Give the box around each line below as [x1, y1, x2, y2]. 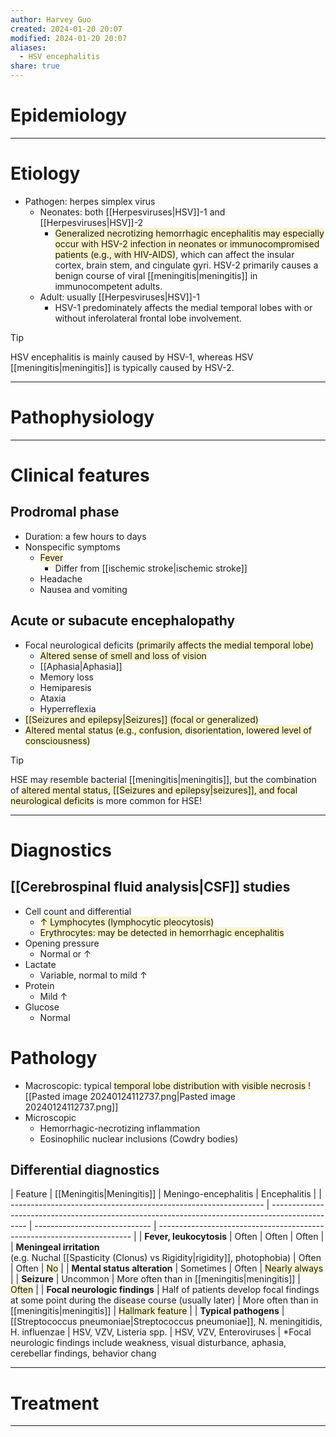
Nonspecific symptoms [24, 541, 121, 553]
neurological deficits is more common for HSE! [10, 794, 202, 806]
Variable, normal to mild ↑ [39, 969, 148, 981]
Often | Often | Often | [234, 1231, 325, 1243]
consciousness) [24, 734, 91, 746]
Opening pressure [24, 937, 100, 949]
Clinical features [10, 464, 150, 486]
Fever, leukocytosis [144, 1231, 228, 1243]
